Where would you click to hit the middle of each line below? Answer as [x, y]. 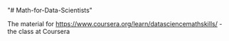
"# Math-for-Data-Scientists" [50, 10]
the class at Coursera [39, 31]
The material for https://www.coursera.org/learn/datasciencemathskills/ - [115, 24]
